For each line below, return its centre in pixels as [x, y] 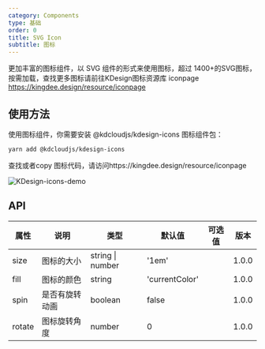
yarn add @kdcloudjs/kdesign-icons [67, 149]
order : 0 [22, 30]
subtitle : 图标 [32, 45]
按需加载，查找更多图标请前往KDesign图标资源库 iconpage [104, 78]
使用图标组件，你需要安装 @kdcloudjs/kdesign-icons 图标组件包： [116, 134]
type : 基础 [25, 23]
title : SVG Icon [35, 38]
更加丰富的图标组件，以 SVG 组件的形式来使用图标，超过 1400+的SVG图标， [132, 69]
